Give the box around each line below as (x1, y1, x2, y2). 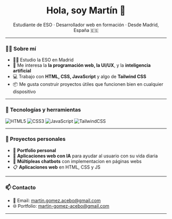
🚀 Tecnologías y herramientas (5, 106, 81, 114)
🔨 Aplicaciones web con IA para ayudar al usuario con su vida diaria (12, 153, 158, 159)
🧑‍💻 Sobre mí (5, 45, 36, 52)
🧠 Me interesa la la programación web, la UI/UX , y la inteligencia (12, 62, 151, 68)
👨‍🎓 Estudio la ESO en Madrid (12, 57, 74, 63)
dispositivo (12, 88, 36, 95)
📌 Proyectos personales (5, 136, 66, 143)
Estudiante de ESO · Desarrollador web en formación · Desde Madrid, (13, 22, 159, 28)
